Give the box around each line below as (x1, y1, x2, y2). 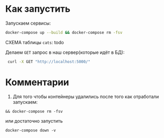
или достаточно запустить (5, 117, 63, 124)
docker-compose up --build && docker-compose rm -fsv (5, 30, 123, 35)
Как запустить (5, 3, 71, 15)
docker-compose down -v (5, 128, 56, 133)
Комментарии (5, 76, 69, 88)
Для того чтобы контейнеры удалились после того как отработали (12, 93, 159, 100)
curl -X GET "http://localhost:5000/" (7, 59, 91, 64)
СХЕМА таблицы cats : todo (5, 39, 64, 45)
